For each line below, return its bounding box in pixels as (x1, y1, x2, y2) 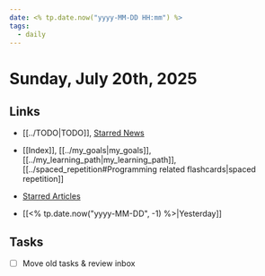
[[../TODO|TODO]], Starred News (22, 127, 146, 139)
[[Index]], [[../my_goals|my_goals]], (22, 145, 152, 156)
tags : (9, 22, 30, 30)
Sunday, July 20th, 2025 (9, 68, 198, 89)
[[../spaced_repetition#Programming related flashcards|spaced (22, 164, 256, 175)
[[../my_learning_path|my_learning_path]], (22, 154, 177, 166)
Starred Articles (22, 191, 81, 202)
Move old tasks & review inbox (22, 258, 136, 269)
